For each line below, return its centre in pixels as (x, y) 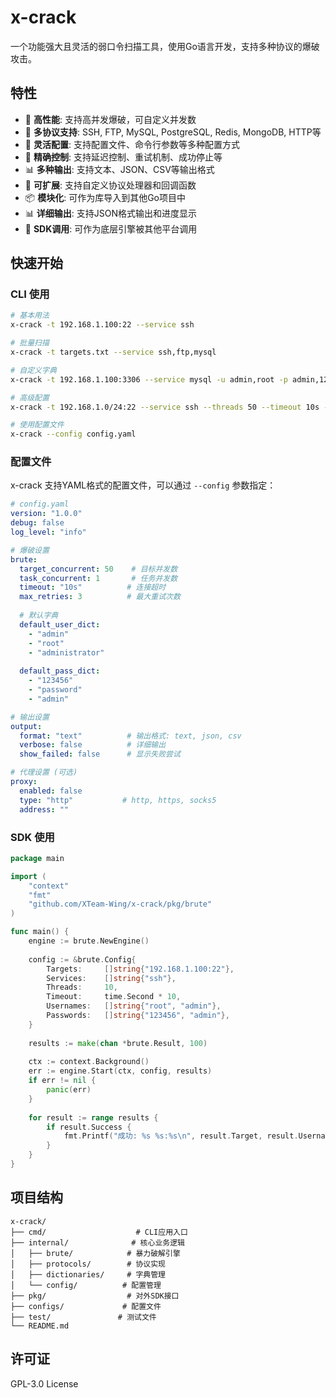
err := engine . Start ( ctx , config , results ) (120, 1071)
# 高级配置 (30, 397)
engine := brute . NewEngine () (89, 941)
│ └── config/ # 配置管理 (86, 1285)
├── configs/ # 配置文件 (86, 1306)
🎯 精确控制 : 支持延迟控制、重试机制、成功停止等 (123, 157)
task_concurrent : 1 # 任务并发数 (98, 578)
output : (26, 726)
